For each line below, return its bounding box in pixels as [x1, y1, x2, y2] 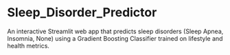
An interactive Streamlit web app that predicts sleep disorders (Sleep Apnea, [7, 27, 224, 35]
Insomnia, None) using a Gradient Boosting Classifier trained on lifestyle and [7, 34, 223, 42]
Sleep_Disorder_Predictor [7, 5, 157, 20]
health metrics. [7, 41, 50, 50]
